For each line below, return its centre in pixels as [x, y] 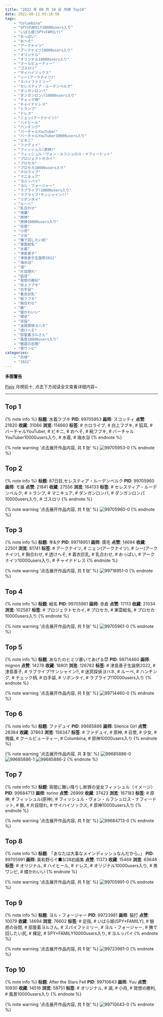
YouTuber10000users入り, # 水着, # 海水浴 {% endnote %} [64, 437]
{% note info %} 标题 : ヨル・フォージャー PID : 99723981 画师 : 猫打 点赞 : [77, 915]
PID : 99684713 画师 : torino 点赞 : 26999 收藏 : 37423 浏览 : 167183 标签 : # [77, 793]
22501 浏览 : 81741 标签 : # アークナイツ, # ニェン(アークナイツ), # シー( [75, 548]
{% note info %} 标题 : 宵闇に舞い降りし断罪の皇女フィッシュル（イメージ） [80, 787]
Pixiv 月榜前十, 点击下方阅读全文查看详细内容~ [51, 386]
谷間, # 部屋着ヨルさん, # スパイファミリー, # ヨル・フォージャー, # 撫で [85, 927]
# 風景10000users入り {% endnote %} [43, 994]
